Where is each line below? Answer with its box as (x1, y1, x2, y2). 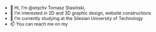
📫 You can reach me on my (10, 21, 68, 27)
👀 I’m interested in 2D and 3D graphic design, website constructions (10, 10, 151, 16)
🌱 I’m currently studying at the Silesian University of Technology (10, 15, 143, 21)
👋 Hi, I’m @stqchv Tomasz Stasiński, (10, 5, 86, 10)
